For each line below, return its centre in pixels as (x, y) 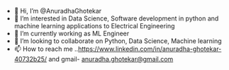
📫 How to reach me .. (46, 49)
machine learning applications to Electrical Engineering (94, 26)
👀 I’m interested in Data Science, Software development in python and (116, 18)
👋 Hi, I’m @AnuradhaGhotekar (58, 11)
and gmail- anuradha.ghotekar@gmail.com (111, 59)
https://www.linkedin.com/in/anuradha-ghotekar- (150, 49)
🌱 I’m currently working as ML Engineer (72, 33)
